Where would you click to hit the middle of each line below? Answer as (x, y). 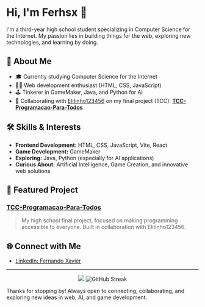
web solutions (33, 171)
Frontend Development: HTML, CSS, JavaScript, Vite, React (91, 145)
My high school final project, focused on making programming (99, 221)
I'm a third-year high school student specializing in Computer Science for (98, 29)
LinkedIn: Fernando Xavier (48, 261)
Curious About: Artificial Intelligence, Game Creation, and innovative (102, 164)
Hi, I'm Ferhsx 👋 (47, 12)
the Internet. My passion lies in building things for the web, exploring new (99, 35)
